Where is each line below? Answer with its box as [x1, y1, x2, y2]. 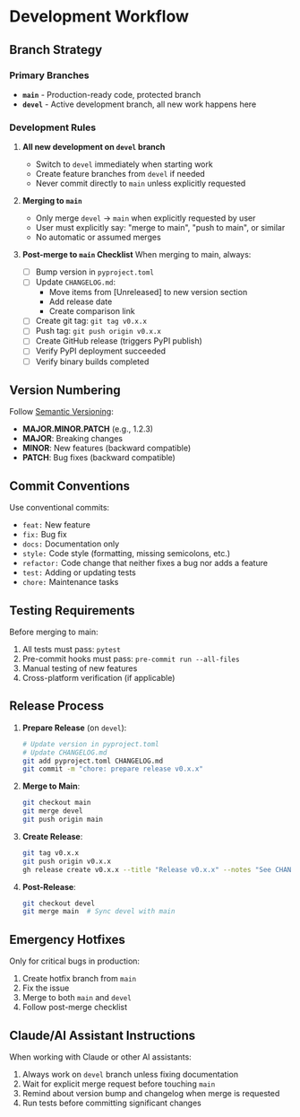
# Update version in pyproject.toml [21, 739, 159, 748]
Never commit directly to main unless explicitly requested [35, 178, 246, 189]
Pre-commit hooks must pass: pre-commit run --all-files [21, 653, 240, 665]
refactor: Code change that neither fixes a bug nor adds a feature [21, 558, 269, 569]
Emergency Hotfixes [9, 931, 125, 947]
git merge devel [21, 807, 83, 816]
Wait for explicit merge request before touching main [21, 1078, 216, 1089]
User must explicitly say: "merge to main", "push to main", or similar [35, 223, 286, 233]
